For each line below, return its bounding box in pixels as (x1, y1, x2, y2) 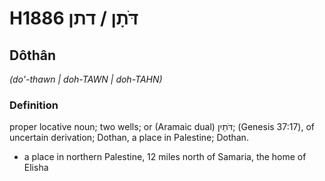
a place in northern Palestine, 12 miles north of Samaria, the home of (23, 151, 307, 163)
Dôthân (9, 47, 57, 64)
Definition (9, 98, 59, 112)
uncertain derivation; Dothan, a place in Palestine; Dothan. (9, 132, 249, 144)
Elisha (23, 162, 49, 174)
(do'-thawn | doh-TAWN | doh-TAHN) (9, 73, 163, 85)
